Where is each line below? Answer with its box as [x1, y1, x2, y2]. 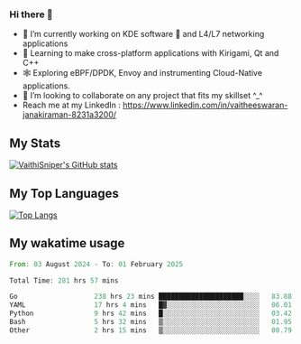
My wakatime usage [9, 236, 125, 251]
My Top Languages [9, 185, 120, 201]
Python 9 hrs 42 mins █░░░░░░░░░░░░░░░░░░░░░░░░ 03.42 [9, 309, 293, 319]
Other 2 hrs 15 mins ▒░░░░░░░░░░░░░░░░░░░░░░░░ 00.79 [9, 325, 293, 335]
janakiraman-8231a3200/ [22, 109, 117, 120]
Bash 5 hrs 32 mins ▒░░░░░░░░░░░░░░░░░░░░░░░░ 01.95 [9, 318, 293, 327]
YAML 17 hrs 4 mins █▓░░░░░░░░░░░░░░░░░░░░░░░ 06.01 [9, 301, 293, 310]
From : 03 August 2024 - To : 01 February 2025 [9, 259, 183, 269]
